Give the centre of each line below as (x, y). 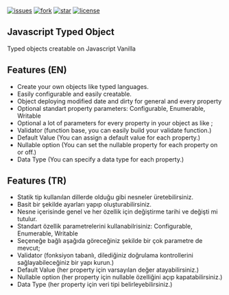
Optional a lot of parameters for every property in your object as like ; (115, 123)
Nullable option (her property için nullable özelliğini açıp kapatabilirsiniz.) (120, 277)
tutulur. (27, 219)
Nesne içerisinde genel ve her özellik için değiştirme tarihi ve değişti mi (117, 211)
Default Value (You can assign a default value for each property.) (109, 138)
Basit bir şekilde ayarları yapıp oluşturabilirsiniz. (84, 205)
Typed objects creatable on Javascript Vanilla (71, 49)
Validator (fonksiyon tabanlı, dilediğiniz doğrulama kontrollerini (105, 255)
